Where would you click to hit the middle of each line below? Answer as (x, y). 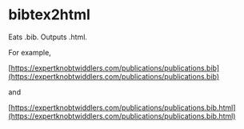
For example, (30, 52)
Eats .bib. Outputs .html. (48, 37)
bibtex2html (49, 15)
